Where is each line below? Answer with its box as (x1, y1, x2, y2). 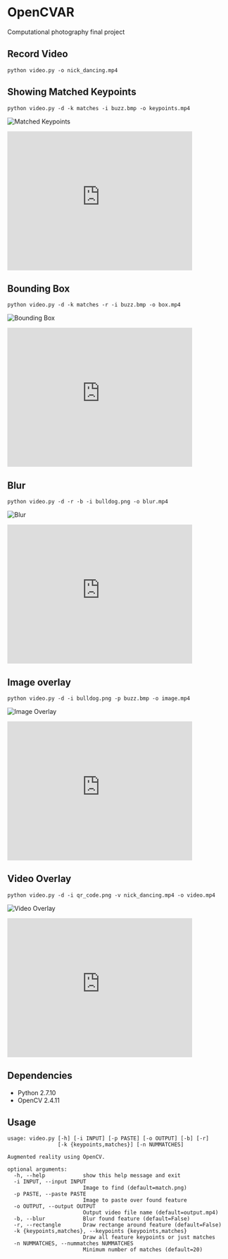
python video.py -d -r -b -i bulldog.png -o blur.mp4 (7, 499, 169, 506)
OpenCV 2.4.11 (17, 1096, 60, 1104)
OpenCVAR (7, 4, 75, 20)
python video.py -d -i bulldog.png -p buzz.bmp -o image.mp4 (7, 695, 191, 702)
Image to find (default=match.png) (82, 1184, 188, 1192)
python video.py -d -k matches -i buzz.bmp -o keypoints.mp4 (7, 105, 191, 112)
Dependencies (7, 1070, 72, 1082)
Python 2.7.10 (17, 1088, 56, 1097)
